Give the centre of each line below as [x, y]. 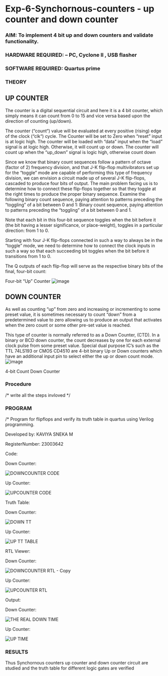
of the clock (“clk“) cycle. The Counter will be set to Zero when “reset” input [84, 136]
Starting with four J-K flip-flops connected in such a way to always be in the [84, 240]
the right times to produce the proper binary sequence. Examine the [75, 194]
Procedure [18, 384]
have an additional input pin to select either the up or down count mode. [79, 356]
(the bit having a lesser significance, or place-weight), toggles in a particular [84, 225]
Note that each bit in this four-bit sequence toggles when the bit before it [81, 220]
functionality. [22, 42]
